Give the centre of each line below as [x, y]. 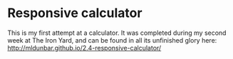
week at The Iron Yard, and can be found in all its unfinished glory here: [112, 40]
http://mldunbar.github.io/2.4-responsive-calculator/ [84, 48]
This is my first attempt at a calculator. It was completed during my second [117, 33]
